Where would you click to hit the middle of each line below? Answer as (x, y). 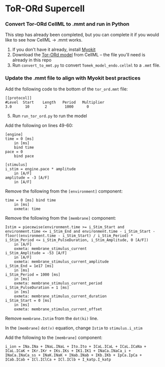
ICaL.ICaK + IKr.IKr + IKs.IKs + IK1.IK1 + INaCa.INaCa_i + (68, 351)
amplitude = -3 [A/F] (27, 178)
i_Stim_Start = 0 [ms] (28, 300)
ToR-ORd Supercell (45, 9)
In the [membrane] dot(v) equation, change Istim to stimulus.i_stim (74, 328)
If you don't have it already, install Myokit (54, 49)
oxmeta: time (27, 209)
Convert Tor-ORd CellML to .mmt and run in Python (67, 24)
